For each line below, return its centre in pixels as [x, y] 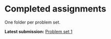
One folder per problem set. [33, 22]
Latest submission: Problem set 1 [39, 31]
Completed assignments [55, 9]
